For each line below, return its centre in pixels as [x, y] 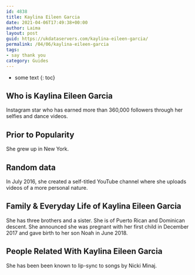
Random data [31, 167]
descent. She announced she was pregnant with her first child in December [97, 226]
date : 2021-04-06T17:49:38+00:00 [47, 22]
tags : [13, 50]
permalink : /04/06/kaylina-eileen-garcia [58, 45]
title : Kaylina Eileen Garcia [43, 17]
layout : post [22, 33]
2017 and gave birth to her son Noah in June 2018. [67, 233]
